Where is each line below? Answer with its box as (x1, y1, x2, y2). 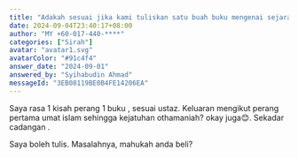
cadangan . (9, 121, 51, 132)
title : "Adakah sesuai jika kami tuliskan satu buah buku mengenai (9, 12, 264, 22)
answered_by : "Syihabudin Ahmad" (9, 71, 133, 79)
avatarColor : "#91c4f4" (9, 54, 98, 63)
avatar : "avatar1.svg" (9, 46, 93, 55)
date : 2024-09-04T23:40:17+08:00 (9, 21, 133, 30)
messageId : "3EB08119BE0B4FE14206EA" (9, 79, 149, 87)
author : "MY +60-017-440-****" (9, 29, 125, 38)
